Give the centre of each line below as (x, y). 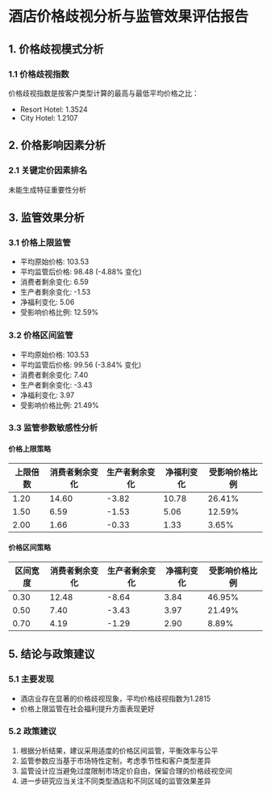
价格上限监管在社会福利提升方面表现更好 (87, 708)
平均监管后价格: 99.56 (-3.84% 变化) (81, 364)
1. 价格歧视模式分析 (56, 49)
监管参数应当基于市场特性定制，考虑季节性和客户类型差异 (115, 761)
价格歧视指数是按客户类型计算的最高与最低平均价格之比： (104, 93)
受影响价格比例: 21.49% (59, 405)
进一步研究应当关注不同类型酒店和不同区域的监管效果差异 (115, 781)
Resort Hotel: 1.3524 (54, 109)
